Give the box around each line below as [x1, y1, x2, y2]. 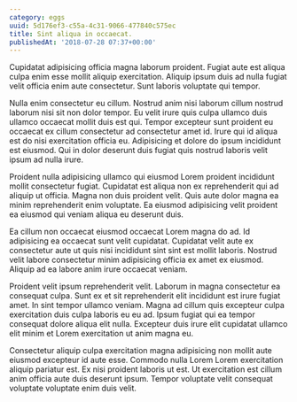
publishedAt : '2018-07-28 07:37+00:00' [9, 37, 157, 47]
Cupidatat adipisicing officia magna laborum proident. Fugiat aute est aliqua [9, 62, 285, 73]
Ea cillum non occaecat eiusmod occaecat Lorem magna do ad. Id [9, 227, 251, 237]
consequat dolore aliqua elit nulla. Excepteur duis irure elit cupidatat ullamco [9, 319, 288, 329]
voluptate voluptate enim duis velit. [9, 383, 137, 394]
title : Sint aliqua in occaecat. [9, 29, 133, 38]
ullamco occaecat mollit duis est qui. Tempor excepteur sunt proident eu [9, 117, 274, 128]
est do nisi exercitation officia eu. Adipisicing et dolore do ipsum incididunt [9, 135, 281, 146]
